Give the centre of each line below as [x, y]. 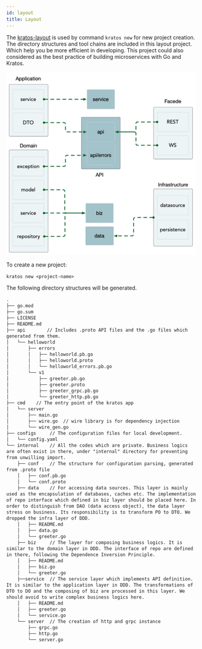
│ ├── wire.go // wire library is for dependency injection [93, 421]
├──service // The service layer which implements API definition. [105, 579]
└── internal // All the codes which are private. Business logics [97, 446]
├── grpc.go [43, 628]
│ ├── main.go [32, 415]
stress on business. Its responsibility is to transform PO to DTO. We [98, 512]
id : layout [20, 13]
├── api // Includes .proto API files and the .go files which [97, 330]
